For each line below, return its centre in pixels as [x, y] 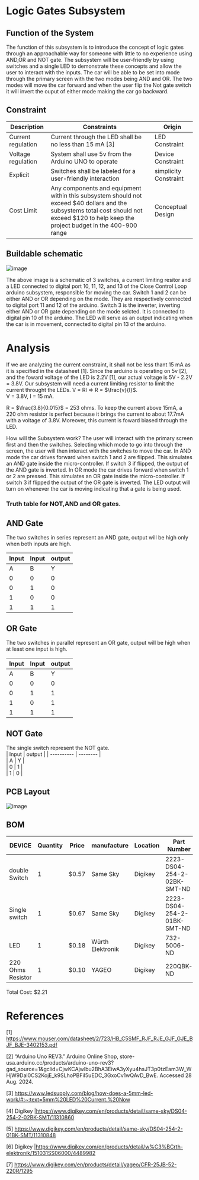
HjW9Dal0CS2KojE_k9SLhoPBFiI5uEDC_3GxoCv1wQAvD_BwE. [82, 1075]
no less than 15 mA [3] [83, 144]
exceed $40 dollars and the [89, 203]
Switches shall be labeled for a [93, 171]
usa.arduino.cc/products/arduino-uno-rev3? [60, 1063]
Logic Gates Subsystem [66, 11]
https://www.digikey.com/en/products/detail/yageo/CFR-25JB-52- [96, 1165]
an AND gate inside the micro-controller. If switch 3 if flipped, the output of [97, 463]
